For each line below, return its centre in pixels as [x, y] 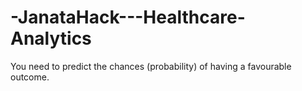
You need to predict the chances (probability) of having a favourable [151, 66]
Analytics [51, 38]
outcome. [30, 77]
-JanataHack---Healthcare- [128, 17]
